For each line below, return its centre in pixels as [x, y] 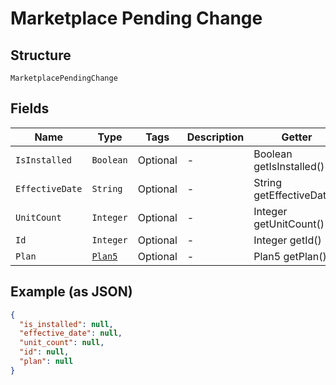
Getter [297, 137]
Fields [30, 108]
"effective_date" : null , [71, 333]
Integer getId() [287, 240]
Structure [41, 55]
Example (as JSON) [71, 292]
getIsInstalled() [289, 166]
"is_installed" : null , [66, 324]
